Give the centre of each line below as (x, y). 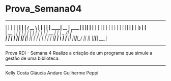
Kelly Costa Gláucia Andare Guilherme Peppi (52, 73)
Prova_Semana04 (44, 9)
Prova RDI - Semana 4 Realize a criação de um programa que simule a (79, 53)
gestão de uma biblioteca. (33, 58)
